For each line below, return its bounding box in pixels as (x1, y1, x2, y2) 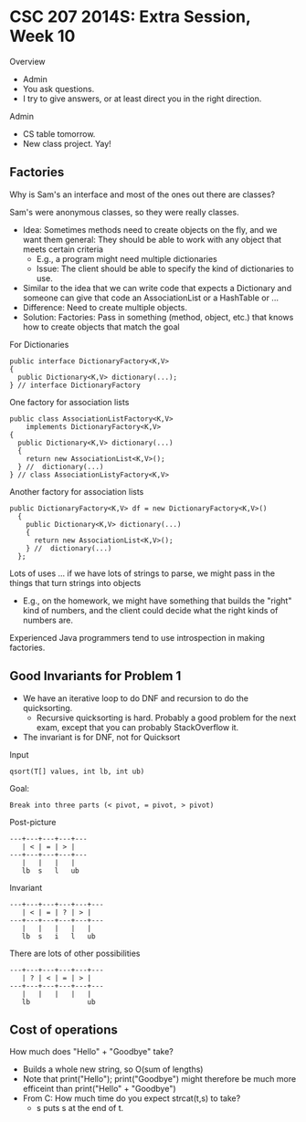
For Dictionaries (9, 339, 69, 350)
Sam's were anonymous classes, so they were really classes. (9, 206, 239, 217)
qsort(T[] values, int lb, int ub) (9, 767, 145, 776)
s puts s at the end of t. (36, 1103, 124, 1114)
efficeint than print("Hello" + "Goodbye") (22, 1084, 176, 1095)
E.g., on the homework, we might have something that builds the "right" (22, 595, 292, 606)
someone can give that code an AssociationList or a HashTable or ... (22, 292, 279, 303)
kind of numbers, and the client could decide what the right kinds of (22, 604, 279, 615)
